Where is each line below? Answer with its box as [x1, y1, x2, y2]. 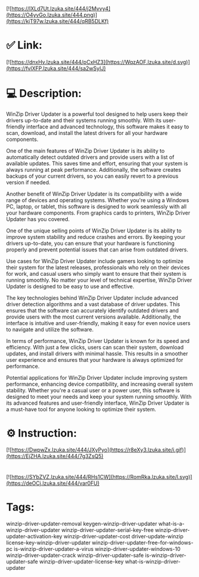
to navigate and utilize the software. [6, 326, 94, 333]
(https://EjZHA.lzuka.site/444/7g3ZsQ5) [6, 452, 104, 459]
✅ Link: [6, 39, 43, 52]
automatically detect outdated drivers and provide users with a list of [6, 153, 175, 160]
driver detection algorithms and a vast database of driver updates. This [6, 300, 180, 308]
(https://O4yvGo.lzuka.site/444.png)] [6, 11, 97, 18]
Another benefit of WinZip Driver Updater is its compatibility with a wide [6, 190, 182, 197]
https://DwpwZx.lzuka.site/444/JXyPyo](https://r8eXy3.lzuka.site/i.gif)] [11, 446, 186, 453]
